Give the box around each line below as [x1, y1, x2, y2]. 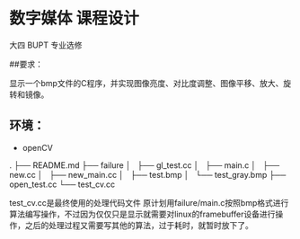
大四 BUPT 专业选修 [9, 40, 83, 50]
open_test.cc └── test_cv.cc [9, 179, 115, 190]
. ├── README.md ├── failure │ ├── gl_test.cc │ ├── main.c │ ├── [9, 159, 280, 171]
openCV [22, 142, 54, 153]
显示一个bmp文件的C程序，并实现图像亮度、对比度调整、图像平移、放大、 [9, 77, 284, 88]
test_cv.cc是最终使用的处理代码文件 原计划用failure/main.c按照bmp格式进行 [9, 197, 289, 208]
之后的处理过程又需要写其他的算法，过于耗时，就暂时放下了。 [24, 219, 253, 230]
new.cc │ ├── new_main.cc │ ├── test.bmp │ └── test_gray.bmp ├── [9, 169, 287, 180]
